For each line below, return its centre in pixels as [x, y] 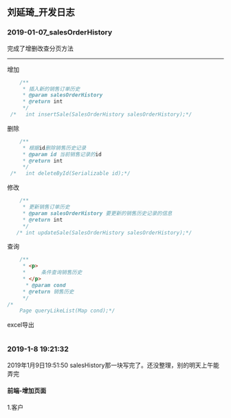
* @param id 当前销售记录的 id [62, 154]
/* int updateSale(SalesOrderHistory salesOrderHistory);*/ [104, 233]
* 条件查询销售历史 [52, 273]
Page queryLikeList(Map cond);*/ [67, 311]
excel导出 [21, 325]
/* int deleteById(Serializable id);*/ [70, 174]
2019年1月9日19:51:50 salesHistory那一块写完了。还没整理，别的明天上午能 [113, 365]
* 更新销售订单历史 [46, 207]
